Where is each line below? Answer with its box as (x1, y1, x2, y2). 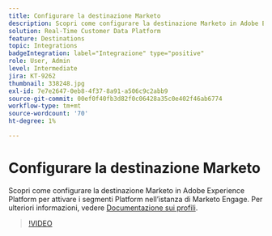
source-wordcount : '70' (8, 110, 89, 118)
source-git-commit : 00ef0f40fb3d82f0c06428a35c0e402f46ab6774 (8, 95, 223, 103)
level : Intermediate (8, 65, 79, 73)
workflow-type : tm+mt (8, 102, 82, 110)
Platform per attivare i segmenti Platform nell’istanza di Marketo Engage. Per (8, 194, 263, 204)
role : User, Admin (8, 57, 70, 65)
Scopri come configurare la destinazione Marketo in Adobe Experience (8, 185, 245, 195)
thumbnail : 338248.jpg (8, 79, 85, 87)
